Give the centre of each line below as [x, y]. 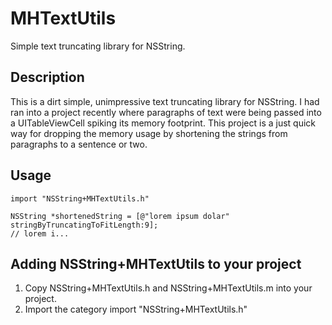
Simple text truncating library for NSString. [98, 46]
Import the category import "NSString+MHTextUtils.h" [136, 309]
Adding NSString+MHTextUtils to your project [156, 263]
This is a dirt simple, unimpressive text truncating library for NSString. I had [165, 101]
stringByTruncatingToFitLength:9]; [84, 225]
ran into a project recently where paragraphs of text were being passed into [166, 112]
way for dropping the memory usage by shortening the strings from [149, 133]
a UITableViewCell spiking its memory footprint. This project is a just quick [163, 123]
